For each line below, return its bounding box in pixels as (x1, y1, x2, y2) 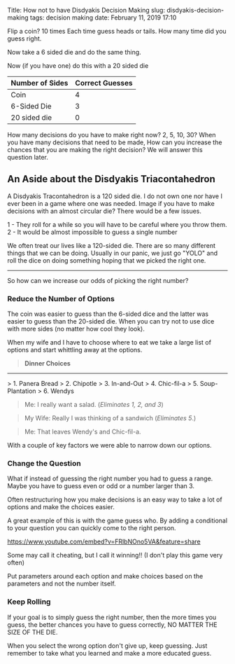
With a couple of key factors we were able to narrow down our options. (7, 441, 212, 450)
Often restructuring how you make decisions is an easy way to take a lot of (7, 495, 222, 504)
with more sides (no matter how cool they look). (7, 325, 145, 333)
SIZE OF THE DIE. (7, 628, 58, 636)
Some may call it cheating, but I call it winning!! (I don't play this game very (7, 551, 223, 560)
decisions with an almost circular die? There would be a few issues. (7, 207, 201, 215)
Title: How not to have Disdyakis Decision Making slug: (7, 6, 166, 14)
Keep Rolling (7, 597, 51, 607)
